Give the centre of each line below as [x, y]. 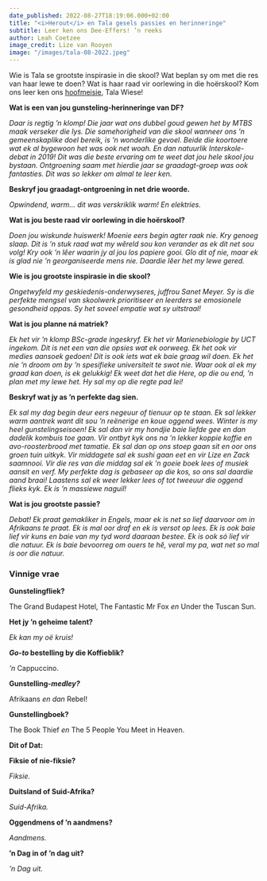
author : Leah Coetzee [45, 38]
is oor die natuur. [37, 553]
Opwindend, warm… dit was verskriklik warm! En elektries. [105, 205]
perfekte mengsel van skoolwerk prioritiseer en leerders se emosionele [125, 300]
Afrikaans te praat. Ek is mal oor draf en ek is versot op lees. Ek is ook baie [132, 528]
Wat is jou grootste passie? [55, 504]
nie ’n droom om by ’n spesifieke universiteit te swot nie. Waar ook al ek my [133, 364]
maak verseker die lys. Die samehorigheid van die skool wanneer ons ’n [127, 131]
